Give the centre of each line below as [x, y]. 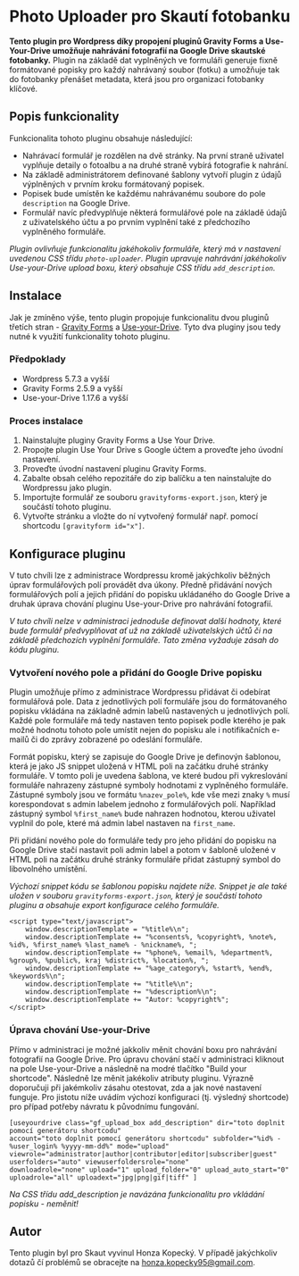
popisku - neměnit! [44, 1204]
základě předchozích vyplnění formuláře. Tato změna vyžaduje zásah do [144, 639]
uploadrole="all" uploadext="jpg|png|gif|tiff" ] [104, 1177]
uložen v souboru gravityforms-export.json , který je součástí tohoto [136, 896]
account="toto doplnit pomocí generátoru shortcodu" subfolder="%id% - [145, 1138]
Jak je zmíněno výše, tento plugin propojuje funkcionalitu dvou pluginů [139, 317]
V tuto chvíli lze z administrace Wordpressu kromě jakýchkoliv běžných [140, 575]
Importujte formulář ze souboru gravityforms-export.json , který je [145, 497]
